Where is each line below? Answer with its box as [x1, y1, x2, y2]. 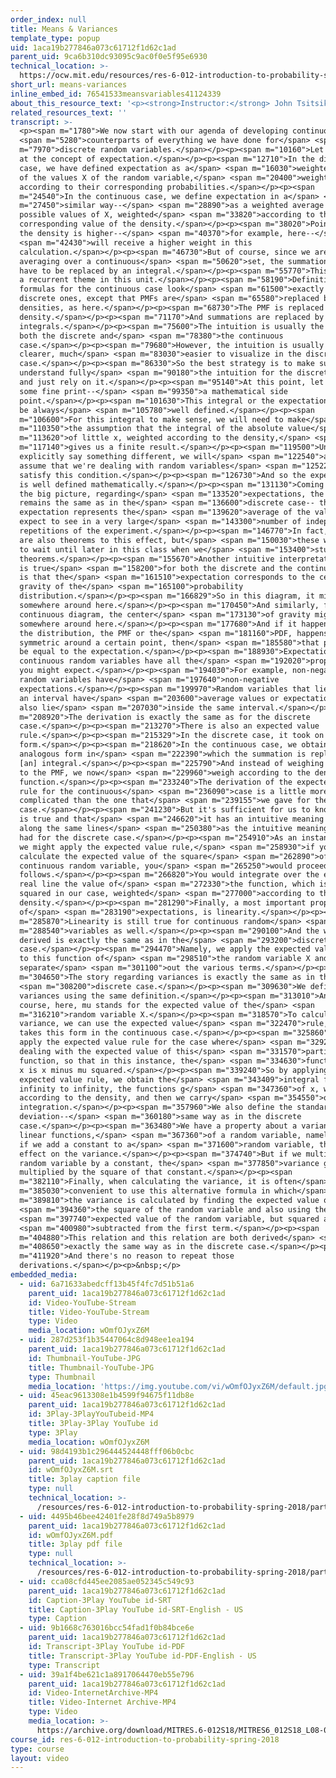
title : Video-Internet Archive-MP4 [28, 1697, 177, 1708]
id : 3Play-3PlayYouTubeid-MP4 [28, 1409, 155, 1420]
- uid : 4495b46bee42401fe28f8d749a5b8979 [19, 1511, 195, 1521]
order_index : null [10, 14, 87, 25]
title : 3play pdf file [28, 1539, 123, 1550]
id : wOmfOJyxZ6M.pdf [28, 1530, 114, 1540]
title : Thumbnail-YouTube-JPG [28, 1362, 155, 1373]
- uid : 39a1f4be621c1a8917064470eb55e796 [19, 1669, 195, 1680]
